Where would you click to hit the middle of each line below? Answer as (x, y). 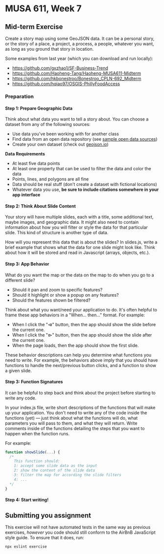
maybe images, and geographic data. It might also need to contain (72, 222)
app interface (26, 195)
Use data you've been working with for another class (65, 134)
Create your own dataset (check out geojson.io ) (60, 144)
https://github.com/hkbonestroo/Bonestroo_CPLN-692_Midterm (77, 78)
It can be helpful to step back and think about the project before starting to (80, 393)
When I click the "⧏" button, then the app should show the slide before (84, 324)
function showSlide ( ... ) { (33, 452)
